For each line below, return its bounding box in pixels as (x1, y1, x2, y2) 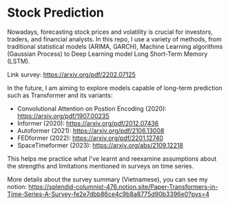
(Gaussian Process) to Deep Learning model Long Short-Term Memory (7, 50, 208, 58)
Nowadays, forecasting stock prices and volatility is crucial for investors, (7, 28, 213, 36)
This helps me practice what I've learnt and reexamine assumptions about (7, 154, 217, 163)
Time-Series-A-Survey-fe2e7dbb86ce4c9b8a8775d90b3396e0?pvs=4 (7, 190, 210, 198)
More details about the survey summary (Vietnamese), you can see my (7, 175, 208, 184)
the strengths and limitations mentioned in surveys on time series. (7, 162, 194, 170)
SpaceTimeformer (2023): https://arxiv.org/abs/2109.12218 (17, 141, 184, 149)
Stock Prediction (7, 5, 105, 21)
